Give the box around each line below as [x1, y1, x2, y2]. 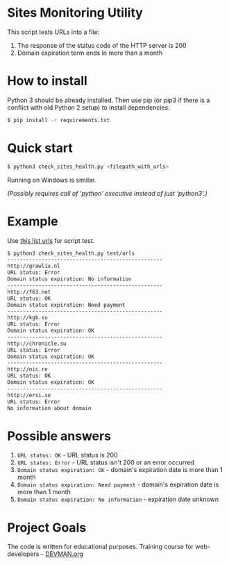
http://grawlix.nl [7, 262, 60, 270]
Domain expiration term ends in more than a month [17, 49, 163, 57]
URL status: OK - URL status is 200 [17, 451, 118, 459]
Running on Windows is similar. [7, 176, 96, 184]
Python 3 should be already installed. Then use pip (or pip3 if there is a [7, 96, 210, 104]
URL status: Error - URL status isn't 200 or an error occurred [17, 458, 194, 466]
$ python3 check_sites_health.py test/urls [7, 250, 135, 257]
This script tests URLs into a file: [7, 28, 100, 36]
